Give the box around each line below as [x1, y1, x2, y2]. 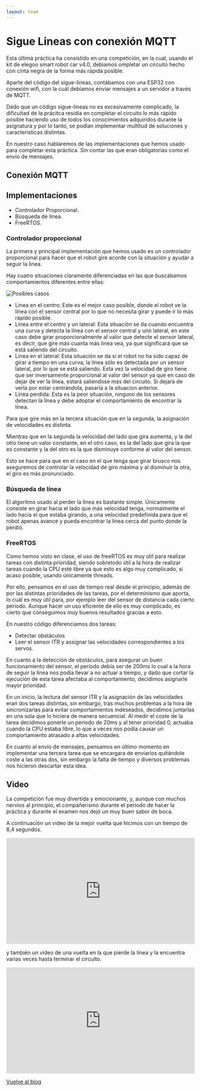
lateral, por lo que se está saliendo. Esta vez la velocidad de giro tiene [14, 365, 187, 372]
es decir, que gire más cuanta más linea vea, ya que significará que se [14, 340, 188, 347]
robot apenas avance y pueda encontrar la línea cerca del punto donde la [6, 517, 187, 525]
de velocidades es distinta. [6, 422, 72, 429]
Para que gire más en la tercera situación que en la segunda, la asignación [6, 415, 190, 422]
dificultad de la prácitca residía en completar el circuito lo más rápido [6, 109, 176, 117]
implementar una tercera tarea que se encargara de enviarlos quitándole [6, 749, 185, 756]
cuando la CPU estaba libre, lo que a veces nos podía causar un [6, 725, 164, 732]
